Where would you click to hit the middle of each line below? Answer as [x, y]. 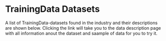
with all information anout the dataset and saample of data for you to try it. [82, 33]
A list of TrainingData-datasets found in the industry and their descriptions [82, 23]
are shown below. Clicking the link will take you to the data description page [83, 28]
